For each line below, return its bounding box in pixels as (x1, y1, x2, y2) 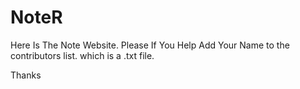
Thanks (10, 69, 42, 81)
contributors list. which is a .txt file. (10, 49, 155, 61)
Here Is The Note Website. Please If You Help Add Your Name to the (10, 39, 290, 51)
